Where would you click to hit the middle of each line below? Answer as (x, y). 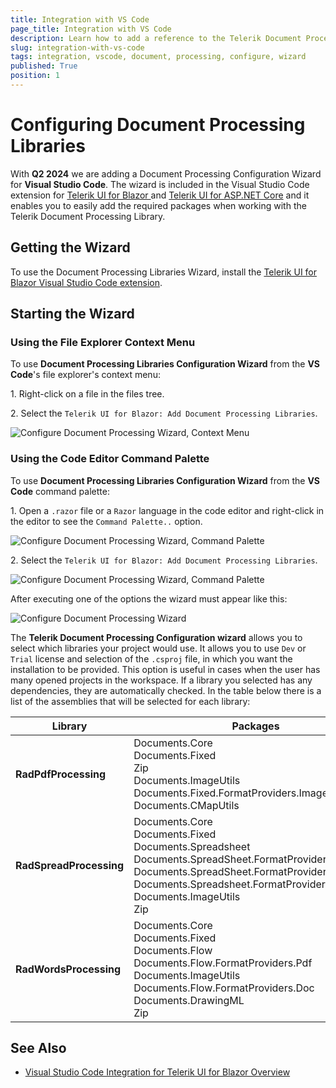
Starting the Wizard (72, 314)
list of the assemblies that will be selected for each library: (130, 701)
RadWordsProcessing (68, 969)
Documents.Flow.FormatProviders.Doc (224, 988)
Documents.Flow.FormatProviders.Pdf (223, 963)
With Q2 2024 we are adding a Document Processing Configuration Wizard (166, 173)
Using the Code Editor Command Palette (110, 459)
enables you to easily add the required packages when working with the (158, 205)
